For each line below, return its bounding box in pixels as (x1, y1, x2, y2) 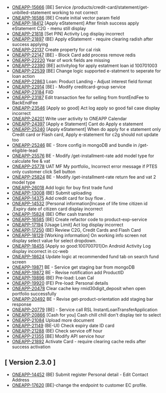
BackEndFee (11, 100, 38, 105)
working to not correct (51, 9, 98, 15)
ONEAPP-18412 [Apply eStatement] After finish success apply (11, 20, 139, 26)
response (11, 302, 32, 307)
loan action (11, 73, 35, 79)
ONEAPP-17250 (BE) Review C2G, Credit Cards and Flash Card (11, 227, 141, 233)
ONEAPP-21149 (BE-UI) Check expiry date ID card (11, 323, 115, 329)
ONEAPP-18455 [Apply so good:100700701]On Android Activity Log (11, 243, 151, 249)
